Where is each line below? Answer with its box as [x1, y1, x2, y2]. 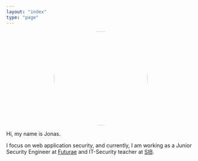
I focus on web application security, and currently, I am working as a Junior [6, 142, 192, 149]
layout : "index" [6, 8, 47, 15]
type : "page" [6, 14, 39, 20]
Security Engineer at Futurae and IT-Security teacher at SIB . [6, 148, 155, 155]
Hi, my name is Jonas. [6, 130, 61, 137]
